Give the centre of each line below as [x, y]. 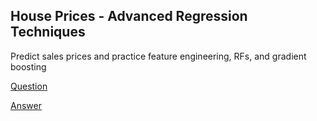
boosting [28, 66]
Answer [26, 105]
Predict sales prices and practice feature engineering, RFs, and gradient [158, 56]
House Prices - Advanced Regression [129, 16]
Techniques [48, 32]
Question [29, 86]
